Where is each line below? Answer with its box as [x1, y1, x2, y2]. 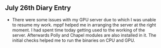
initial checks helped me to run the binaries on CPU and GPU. [12, 37, 135, 43]
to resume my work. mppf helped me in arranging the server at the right [12, 22, 157, 28]
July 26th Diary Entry [5, 4, 72, 12]
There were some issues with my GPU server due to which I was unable [12, 16, 157, 22]
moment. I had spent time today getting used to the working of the [12, 27, 145, 33]
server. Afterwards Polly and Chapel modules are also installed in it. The [12, 32, 157, 38]
